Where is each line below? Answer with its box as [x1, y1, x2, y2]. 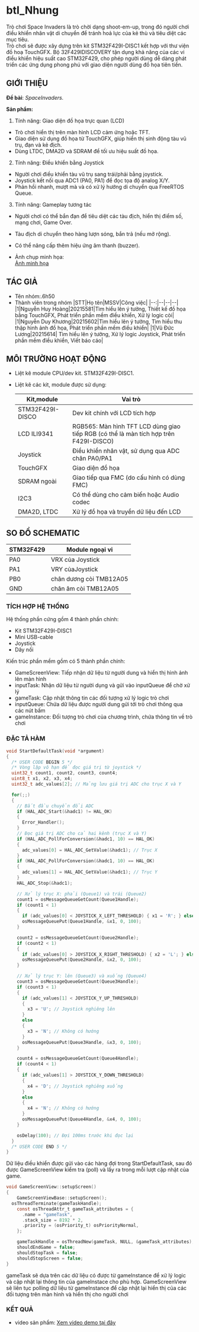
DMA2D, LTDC [17, 508, 59, 516]
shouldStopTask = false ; [17, 1249, 78, 1256]
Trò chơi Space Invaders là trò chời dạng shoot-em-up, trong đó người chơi [6, 23, 190, 30]
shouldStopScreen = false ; [17, 1255, 84, 1261]
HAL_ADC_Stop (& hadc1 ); [17, 880, 73, 886]
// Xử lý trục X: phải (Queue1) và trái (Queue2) [17, 891, 147, 897]
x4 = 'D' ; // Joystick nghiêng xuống [27, 1083, 123, 1089]
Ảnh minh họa [14, 260, 49, 267]
